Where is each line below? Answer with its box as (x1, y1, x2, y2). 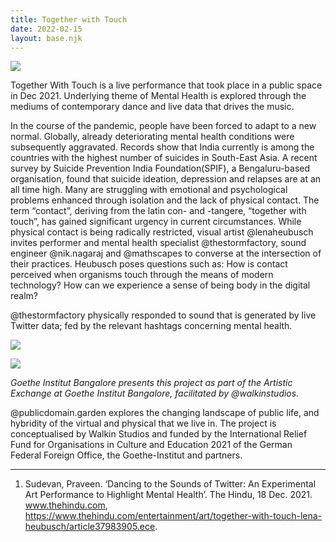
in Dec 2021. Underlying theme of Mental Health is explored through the (10, 90, 307, 102)
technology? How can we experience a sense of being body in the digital (10, 279, 311, 291)
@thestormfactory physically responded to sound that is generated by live (10, 309, 317, 321)
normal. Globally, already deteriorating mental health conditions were (10, 131, 295, 143)
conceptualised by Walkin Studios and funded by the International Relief (10, 428, 308, 440)
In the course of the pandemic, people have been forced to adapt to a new (10, 120, 317, 132)
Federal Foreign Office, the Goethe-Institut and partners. (10, 449, 243, 461)
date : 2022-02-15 (10, 24, 83, 34)
